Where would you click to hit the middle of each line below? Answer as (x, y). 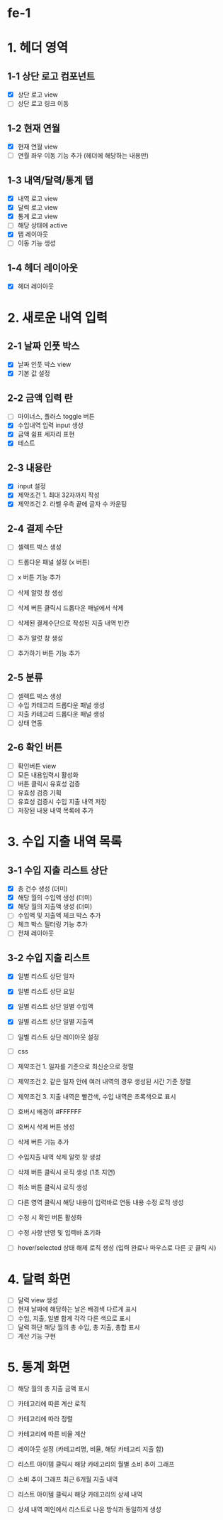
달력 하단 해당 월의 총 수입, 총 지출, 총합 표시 (79, 1327)
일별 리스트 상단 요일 (46, 991)
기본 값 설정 (34, 373)
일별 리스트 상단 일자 (46, 976)
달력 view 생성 (38, 1300)
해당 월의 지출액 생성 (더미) (55, 906)
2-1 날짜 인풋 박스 (44, 346)
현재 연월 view (38, 146)
